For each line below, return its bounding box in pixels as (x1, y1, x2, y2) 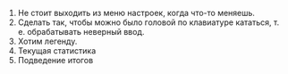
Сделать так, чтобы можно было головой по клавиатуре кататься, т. (17, 17, 280, 28)
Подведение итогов (17, 55, 94, 65)
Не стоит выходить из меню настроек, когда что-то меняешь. (17, 8, 255, 18)
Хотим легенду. (17, 36, 78, 46)
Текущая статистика (17, 45, 97, 56)
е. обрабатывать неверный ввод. (17, 27, 145, 37)
